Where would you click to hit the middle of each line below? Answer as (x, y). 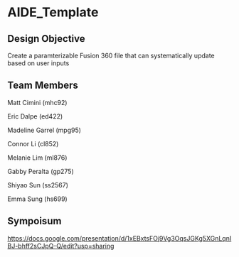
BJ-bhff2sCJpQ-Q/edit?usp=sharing (61, 246)
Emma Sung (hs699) (37, 199)
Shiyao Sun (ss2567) (38, 185)
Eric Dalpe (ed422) (35, 116)
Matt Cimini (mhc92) (37, 102)
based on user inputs (38, 63)
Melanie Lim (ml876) (37, 158)
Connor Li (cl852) (33, 143)
